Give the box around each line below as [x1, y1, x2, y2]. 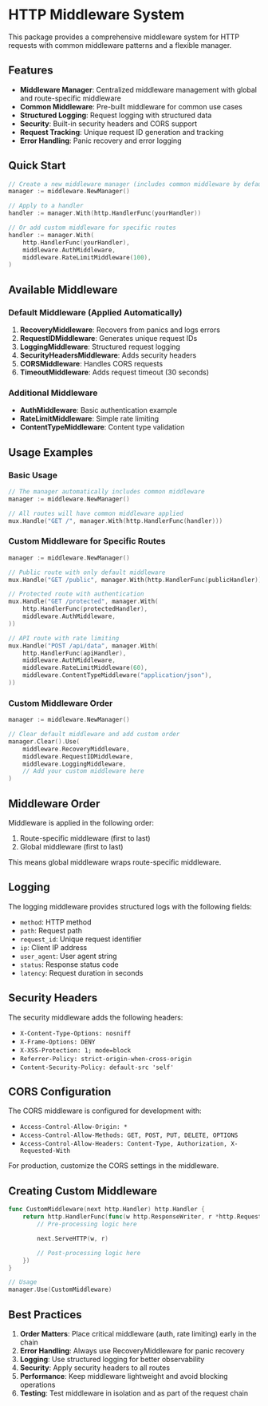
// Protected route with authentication [8, 590, 145, 598]
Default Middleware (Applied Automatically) [8, 307, 183, 318]
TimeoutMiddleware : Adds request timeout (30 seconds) [19, 367, 210, 377]
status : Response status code [19, 960, 120, 969]
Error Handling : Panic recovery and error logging [19, 136, 182, 145]
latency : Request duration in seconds [19, 968, 144, 977]
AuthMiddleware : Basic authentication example [19, 406, 178, 415]
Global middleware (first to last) [19, 842, 124, 852]
